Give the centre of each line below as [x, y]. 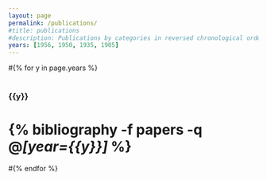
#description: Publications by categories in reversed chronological [126, 38]
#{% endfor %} [33, 169]
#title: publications [44, 30]
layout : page [30, 16]
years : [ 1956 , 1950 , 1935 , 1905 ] [64, 45]
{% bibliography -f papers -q [105, 129]
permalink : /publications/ [53, 23]
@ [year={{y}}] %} [70, 146]
